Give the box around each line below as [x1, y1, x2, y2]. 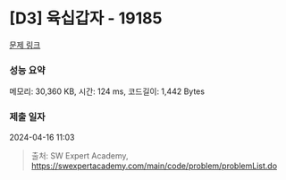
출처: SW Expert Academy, [30, 150, 129, 161]
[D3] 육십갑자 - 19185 [9, 8, 163, 29]
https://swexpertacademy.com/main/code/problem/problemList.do [30, 160, 278, 171]
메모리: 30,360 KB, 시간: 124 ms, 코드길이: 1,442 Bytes [9, 86, 206, 97]
